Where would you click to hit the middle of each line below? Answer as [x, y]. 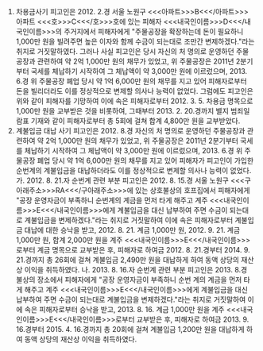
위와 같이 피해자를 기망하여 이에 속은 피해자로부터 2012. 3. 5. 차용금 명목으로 [134, 101]
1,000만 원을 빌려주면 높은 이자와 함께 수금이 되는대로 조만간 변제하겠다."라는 [135, 41]
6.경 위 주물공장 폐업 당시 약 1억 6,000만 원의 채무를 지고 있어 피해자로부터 [131, 81]
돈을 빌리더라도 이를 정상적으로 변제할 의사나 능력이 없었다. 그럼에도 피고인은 [135, 91]
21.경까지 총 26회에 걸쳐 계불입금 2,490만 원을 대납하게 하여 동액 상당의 [128, 260]
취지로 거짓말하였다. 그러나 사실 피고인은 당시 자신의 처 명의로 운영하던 [125, 51]
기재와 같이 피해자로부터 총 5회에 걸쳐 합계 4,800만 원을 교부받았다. [135, 121]
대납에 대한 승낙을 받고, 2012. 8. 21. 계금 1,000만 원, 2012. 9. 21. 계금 [132, 230]
